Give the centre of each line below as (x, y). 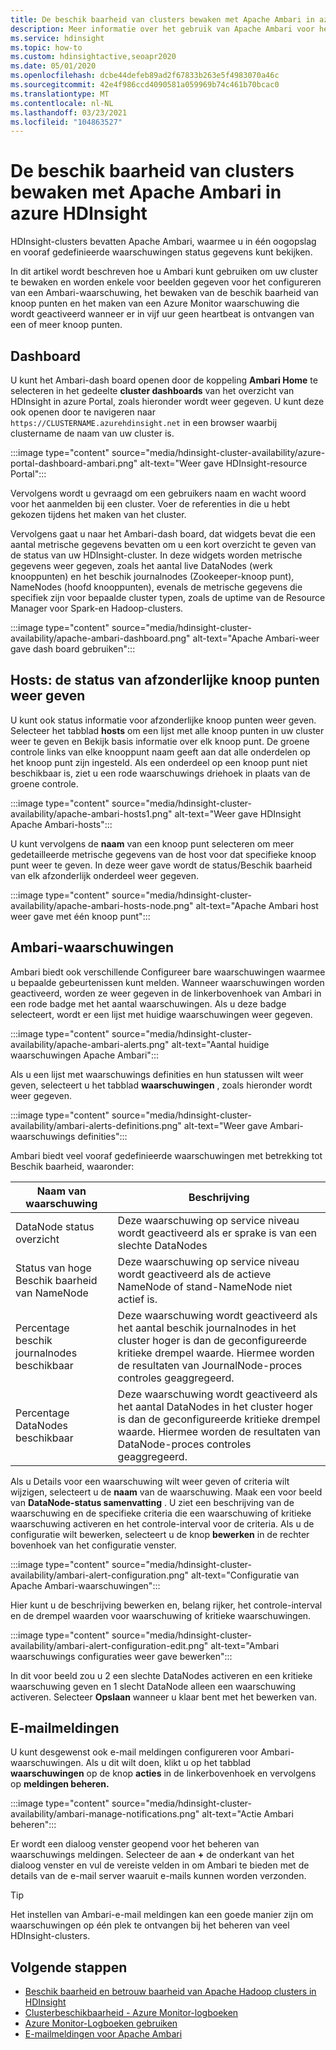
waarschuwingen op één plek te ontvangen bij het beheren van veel (150, 1925)
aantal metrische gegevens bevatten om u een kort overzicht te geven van (163, 544)
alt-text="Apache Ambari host (257, 905)
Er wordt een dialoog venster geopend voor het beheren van (135, 1844)
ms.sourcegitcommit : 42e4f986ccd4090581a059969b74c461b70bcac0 (145, 85)
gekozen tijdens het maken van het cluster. (98, 514)
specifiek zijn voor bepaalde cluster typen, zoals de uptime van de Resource (168, 597)
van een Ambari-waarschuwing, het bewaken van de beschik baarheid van (164, 293)
